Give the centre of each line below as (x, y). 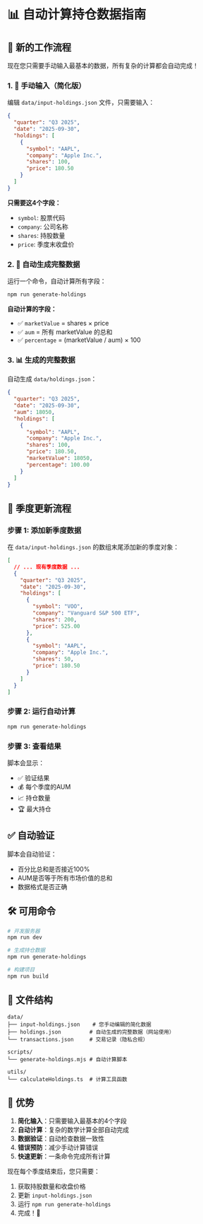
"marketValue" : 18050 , (59, 458)
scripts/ (20, 1052)
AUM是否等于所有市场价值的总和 (65, 878)
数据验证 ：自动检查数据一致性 (61, 1139)
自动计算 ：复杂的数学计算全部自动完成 (73, 1130)
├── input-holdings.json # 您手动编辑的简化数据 (79, 1024)
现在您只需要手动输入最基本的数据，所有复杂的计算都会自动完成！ (103, 65)
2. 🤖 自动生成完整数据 (44, 264)
